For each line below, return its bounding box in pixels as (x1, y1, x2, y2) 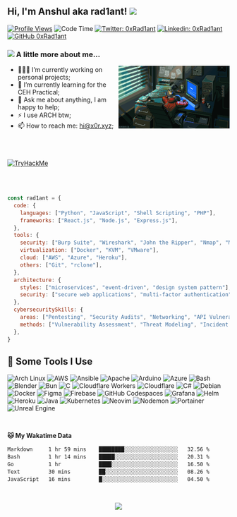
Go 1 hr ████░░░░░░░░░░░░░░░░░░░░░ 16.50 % (7, 461, 210, 468)
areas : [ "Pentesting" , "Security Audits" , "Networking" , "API (20, 314, 207, 321)
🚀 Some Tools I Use (7, 355, 93, 367)
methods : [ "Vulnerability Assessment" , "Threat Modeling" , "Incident (20, 321, 229, 328)
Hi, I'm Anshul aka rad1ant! (7, 6, 128, 18)
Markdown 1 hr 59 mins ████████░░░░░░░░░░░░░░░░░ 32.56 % (7, 446, 210, 454)
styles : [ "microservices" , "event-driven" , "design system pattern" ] (20, 284, 229, 291)
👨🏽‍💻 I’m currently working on (17, 66, 103, 74)
